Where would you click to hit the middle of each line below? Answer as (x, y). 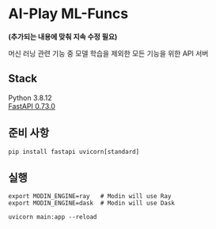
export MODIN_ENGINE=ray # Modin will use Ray (90, 197)
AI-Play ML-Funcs (68, 14)
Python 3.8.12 (30, 98)
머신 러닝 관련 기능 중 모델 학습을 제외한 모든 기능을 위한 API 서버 (108, 53)
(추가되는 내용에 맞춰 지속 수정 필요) (63, 36)
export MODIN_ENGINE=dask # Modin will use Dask (92, 203)
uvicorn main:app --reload (53, 217)
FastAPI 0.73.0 (32, 106)
